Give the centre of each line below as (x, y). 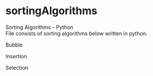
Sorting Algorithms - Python (39, 27)
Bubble (14, 45)
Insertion (16, 56)
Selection (17, 67)
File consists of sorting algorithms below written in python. (76, 33)
